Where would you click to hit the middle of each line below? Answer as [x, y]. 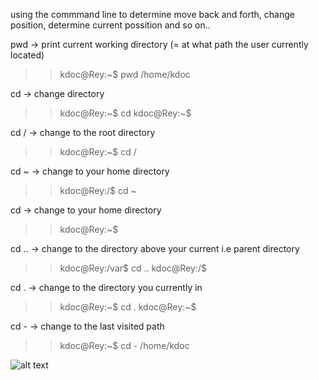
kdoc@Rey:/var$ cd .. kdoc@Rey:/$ [133, 268]
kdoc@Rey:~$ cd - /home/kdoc [124, 345]
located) [27, 55]
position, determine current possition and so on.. [110, 25]
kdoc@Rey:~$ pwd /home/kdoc [125, 74]
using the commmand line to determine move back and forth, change [152, 14]
